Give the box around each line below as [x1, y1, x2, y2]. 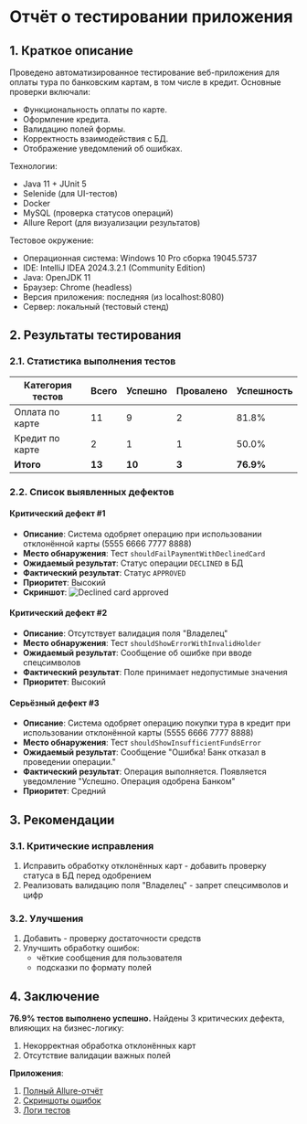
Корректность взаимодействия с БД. [22, 133, 169, 143]
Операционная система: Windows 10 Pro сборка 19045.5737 [22, 253, 258, 263]
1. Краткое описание [9, 43, 134, 58]
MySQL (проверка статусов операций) [22, 207, 174, 218]
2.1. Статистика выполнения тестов [9, 355, 176, 367]
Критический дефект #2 [9, 608, 108, 619]
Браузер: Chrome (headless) [22, 281, 132, 292]
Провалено [175, 384, 228, 397]
